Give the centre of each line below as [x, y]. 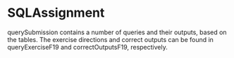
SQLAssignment [56, 13]
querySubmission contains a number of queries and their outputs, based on [117, 32]
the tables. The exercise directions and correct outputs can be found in [110, 39]
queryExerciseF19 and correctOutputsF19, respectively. [87, 47]
